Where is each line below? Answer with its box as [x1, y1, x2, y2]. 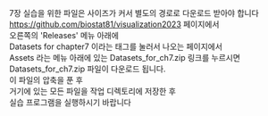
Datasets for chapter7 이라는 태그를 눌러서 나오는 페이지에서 [9, 41, 223, 52]
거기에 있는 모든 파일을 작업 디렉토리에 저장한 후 [9, 86, 177, 96]
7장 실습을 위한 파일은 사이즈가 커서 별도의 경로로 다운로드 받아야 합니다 [9, 8, 259, 18]
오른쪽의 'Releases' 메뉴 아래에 [9, 30, 119, 40]
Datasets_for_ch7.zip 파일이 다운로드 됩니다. [9, 63, 166, 74]
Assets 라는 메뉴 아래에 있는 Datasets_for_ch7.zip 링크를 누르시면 [9, 53, 241, 62]
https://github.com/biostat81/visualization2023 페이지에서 [9, 19, 220, 29]
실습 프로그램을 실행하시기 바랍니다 [9, 97, 131, 107]
